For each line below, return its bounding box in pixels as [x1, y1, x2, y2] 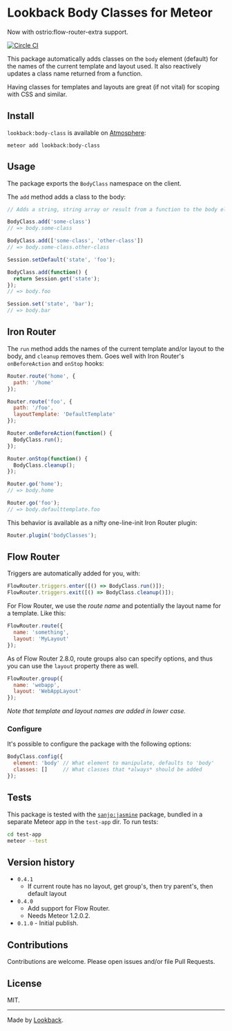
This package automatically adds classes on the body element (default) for [7, 54, 218, 63]
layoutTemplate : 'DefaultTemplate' [13, 411, 116, 418]
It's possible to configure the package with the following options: [7, 739, 192, 748]
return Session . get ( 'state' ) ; [13, 275, 100, 282]
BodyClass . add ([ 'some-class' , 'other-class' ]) [7, 237, 144, 244]
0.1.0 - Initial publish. [17, 919, 79, 927]
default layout [27, 890, 67, 898]
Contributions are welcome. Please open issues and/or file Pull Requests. [7, 958, 215, 966]
